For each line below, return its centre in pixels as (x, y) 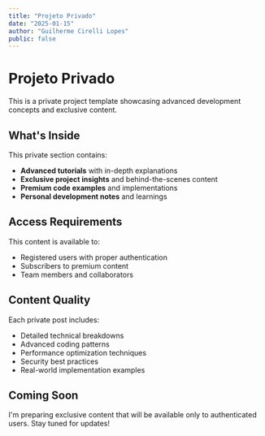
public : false (33, 39)
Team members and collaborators (77, 274)
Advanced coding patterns (65, 344)
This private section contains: (58, 155)
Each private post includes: (54, 319)
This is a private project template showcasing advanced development (125, 101)
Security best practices (59, 361)
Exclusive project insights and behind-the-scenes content (119, 179)
